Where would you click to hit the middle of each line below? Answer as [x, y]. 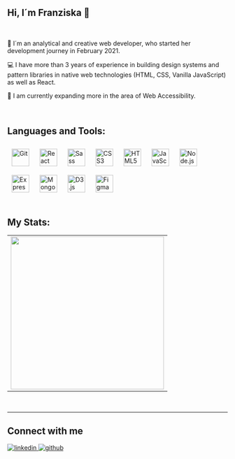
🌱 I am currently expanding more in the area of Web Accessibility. [101, 96]
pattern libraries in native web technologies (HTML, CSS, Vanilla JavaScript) [116, 75]
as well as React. [31, 82]
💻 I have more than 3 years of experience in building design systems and [113, 64]
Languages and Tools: [57, 131]
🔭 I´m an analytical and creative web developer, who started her [99, 43]
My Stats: [29, 223]
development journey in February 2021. [64, 50]
